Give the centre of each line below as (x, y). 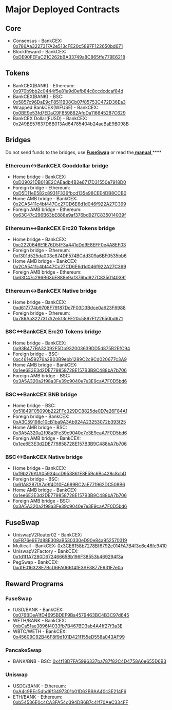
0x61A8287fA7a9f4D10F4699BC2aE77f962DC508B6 (69, 485)
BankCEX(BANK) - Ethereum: (44, 85)
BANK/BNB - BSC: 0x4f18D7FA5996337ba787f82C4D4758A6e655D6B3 (90, 661)
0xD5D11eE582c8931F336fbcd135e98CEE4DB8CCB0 (70, 193)
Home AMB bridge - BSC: (40, 428)
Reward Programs (35, 584)
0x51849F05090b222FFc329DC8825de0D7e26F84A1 (70, 411)
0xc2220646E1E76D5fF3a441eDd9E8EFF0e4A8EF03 (69, 245)
